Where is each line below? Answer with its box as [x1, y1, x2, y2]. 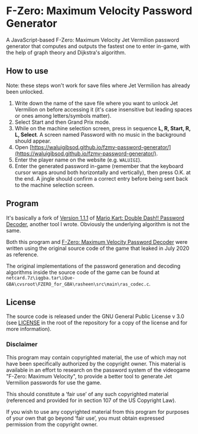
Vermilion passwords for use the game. [6, 379, 102, 386]
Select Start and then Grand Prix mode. [14, 118, 111, 126]
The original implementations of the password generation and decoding [6, 262, 181, 269]
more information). [6, 326, 52, 333]
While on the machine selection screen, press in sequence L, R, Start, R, [14, 124, 191, 131]
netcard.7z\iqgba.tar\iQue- [6, 275, 76, 281]
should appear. [14, 137, 51, 144]
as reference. [6, 250, 38, 258]
